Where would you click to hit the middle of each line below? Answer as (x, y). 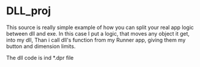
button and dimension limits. (41, 46)
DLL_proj (29, 11)
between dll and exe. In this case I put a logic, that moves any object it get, (98, 33)
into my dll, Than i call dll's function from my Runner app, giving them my (96, 40)
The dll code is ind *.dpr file (40, 58)
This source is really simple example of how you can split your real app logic (100, 27)
